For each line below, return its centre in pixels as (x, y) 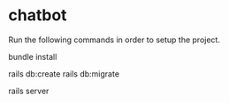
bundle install (33, 56)
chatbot (38, 15)
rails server (29, 91)
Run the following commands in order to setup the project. (114, 40)
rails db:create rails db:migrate (64, 74)
